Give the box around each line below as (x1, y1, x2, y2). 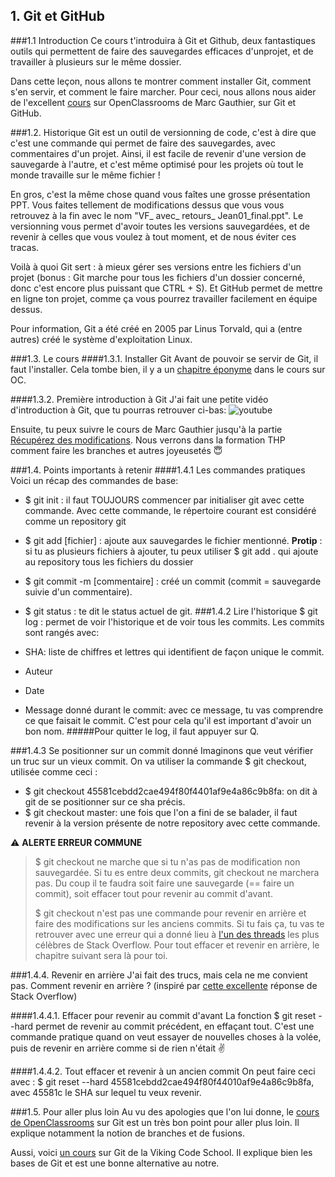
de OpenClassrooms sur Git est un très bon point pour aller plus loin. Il (10, 1116, 300, 1128)
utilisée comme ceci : (10, 765, 98, 778)
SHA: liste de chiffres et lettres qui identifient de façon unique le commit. (24, 645, 325, 658)
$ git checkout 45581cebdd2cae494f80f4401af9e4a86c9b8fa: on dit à (24, 785, 318, 797)
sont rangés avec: (24, 626, 100, 638)
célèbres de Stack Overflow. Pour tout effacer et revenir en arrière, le (34, 939, 320, 951)
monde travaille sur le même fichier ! (10, 169, 161, 181)
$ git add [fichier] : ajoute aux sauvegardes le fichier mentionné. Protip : (24, 534, 323, 546)
